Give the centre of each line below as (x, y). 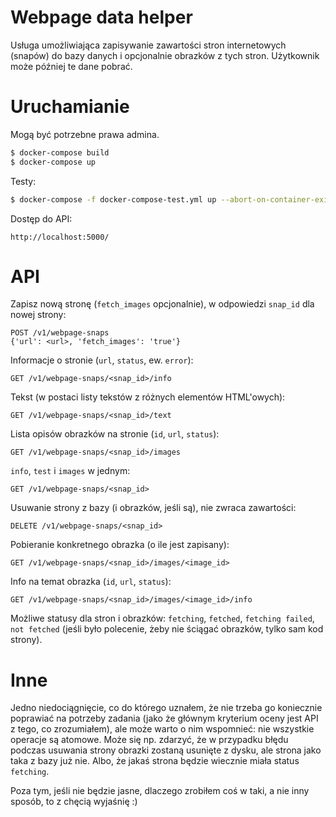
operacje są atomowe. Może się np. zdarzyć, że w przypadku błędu (149, 740)
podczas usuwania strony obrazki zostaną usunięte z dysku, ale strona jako (166, 750)
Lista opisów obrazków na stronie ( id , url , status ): (115, 434)
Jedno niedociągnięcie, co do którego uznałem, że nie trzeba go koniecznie (166, 708)
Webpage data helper (101, 17)
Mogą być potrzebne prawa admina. (85, 134)
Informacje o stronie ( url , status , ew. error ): (102, 360)
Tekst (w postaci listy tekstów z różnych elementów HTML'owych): (148, 397)
